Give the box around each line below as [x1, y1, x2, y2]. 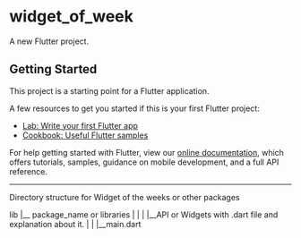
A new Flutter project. [9, 36, 90, 47]
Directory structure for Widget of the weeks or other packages [9, 191, 240, 202]
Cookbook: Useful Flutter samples [21, 130, 149, 140]
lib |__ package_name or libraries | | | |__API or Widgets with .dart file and [9, 208, 279, 220]
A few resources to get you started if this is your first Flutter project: [9, 103, 260, 114]
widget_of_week [9, 6, 134, 27]
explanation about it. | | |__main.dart [9, 218, 142, 229]
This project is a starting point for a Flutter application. [9, 85, 210, 96]
